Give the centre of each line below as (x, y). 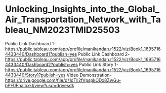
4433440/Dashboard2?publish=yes (41, 64)
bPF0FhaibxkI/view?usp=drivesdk (40, 85)
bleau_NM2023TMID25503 (62, 30)
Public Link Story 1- (99, 64)
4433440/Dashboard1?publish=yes (41, 54)
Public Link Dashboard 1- (30, 43)
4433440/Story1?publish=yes (35, 75)
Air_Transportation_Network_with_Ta (83, 19)
